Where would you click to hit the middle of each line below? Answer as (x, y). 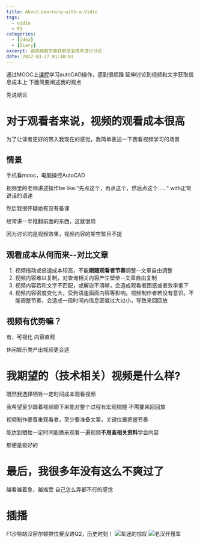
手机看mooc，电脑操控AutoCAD (46, 176)
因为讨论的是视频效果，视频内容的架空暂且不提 (64, 234)
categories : (21, 34)
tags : (13, 17)
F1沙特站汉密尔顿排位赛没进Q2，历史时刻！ (60, 533)
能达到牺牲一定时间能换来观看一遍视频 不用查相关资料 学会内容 (83, 432)
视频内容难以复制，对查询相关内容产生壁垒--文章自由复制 (86, 278)
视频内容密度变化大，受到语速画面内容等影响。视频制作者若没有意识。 (102, 293)
